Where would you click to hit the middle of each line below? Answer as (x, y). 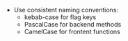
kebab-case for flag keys (60, 17)
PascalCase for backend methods (73, 24)
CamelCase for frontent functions (72, 31)
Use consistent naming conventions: (66, 10)
